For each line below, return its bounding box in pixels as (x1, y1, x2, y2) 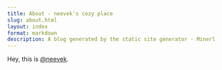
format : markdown (7, 29, 58, 37)
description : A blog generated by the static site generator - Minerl (7, 36, 216, 43)
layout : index (7, 23, 49, 30)
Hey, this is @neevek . (7, 55, 69, 63)
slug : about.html (7, 17, 58, 24)
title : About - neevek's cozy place (7, 10, 113, 17)
